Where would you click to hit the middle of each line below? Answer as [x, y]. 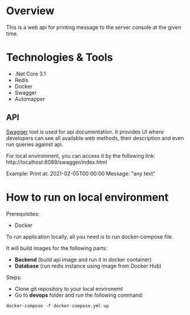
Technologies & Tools [60, 58]
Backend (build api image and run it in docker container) [83, 259]
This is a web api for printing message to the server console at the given [94, 27]
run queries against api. [35, 144]
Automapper [30, 99]
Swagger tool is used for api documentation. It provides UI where [85, 132]
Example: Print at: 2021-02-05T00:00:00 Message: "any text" [81, 173]
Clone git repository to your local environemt [69, 288]
